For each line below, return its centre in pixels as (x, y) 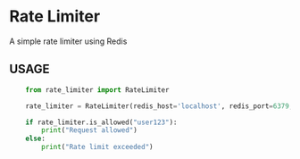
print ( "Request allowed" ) (90, 130)
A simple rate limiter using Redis (68, 41)
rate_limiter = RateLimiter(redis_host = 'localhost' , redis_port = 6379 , (159, 106)
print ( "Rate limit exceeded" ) (97, 147)
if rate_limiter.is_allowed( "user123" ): (101, 122)
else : (36, 139)
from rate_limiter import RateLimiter (97, 90)
